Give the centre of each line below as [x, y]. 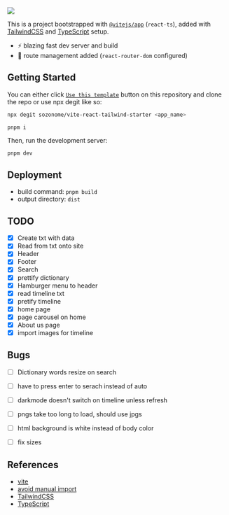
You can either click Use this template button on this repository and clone [114, 94]
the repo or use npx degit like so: [55, 101]
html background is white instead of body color [85, 428]
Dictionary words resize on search [67, 372]
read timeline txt [41, 293]
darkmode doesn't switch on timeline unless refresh [92, 400]
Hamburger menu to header [57, 285]
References [33, 465]
